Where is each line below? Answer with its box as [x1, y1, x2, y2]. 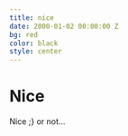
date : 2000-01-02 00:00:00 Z [9, 22, 119, 31]
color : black [9, 38, 59, 48]
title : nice [9, 13, 54, 23]
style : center [9, 47, 63, 56]
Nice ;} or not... [9, 116, 66, 127]
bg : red [9, 30, 39, 39]
